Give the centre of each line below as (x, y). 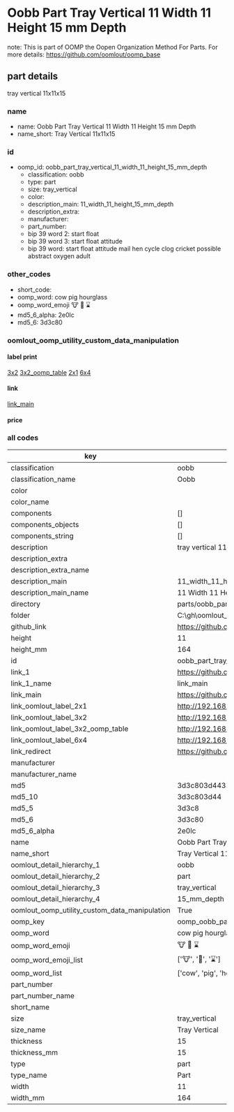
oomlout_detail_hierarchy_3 (55, 887)
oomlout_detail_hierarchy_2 (55, 876)
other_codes (29, 274)
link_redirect (31, 751)
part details (33, 76)
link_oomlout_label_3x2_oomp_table (70, 729)
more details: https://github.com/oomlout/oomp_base (84, 54)
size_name (28, 1030)
